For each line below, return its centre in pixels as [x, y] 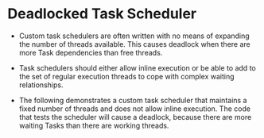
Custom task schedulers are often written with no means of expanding [134, 36]
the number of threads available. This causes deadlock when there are [135, 44]
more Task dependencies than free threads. [91, 52]
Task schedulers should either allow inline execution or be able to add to [137, 67]
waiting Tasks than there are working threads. [94, 125]
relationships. [41, 85]
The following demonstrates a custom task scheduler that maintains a [133, 100]
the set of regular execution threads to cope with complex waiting [127, 76]
